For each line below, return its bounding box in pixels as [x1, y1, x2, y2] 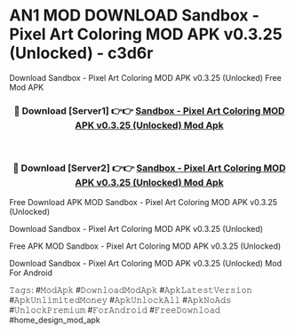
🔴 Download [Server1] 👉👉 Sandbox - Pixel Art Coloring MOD [13, 104, 285, 116]
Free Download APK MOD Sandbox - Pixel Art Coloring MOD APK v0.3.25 [9, 196, 278, 207]
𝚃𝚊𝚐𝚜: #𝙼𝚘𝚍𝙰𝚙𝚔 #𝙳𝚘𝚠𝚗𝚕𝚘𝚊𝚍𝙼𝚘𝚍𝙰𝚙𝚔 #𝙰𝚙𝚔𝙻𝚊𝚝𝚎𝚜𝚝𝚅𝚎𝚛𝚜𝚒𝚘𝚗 [9, 284, 253, 295]
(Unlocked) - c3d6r [9, 44, 154, 63]
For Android [9, 267, 53, 278]
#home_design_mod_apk [9, 314, 100, 325]
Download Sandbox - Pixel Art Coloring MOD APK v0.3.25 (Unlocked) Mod [9, 258, 283, 268]
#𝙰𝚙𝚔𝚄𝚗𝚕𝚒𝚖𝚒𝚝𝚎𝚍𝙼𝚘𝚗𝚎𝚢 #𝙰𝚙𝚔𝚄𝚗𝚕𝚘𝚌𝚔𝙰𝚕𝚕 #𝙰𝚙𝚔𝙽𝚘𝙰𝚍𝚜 [9, 294, 232, 305]
